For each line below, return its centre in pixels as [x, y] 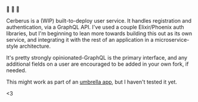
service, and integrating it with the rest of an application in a [80, 40]
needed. [16, 70]
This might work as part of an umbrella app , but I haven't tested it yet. [92, 82]
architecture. [35, 46]
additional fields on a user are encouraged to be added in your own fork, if [98, 64]
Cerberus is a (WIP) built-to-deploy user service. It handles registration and [99, 21]
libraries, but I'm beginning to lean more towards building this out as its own [99, 33]
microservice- [172, 40]
